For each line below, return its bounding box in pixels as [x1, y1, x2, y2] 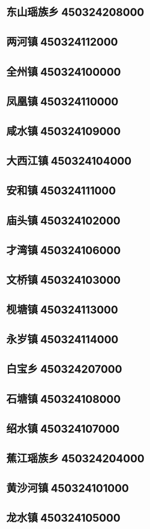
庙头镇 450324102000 [6, 214, 121, 227]
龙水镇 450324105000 [6, 512, 121, 525]
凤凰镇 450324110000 [6, 94, 119, 108]
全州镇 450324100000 [6, 65, 121, 79]
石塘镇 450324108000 [6, 392, 121, 406]
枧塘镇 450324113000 [6, 303, 118, 317]
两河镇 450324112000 [6, 35, 118, 49]
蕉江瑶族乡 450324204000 [6, 452, 145, 465]
